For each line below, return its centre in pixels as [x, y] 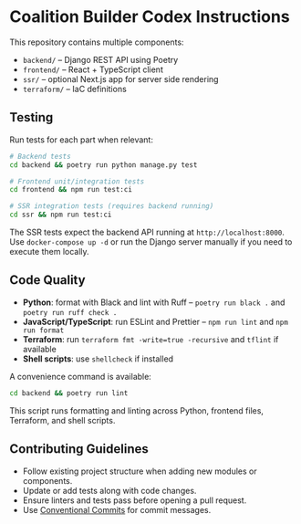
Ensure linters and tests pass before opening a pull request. [135, 500]
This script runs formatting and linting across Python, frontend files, [137, 410]
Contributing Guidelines [79, 449]
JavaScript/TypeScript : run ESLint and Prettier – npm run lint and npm [156, 321]
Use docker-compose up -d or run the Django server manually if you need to [151, 242]
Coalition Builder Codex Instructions [150, 17]
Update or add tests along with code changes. [109, 490]
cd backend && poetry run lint [69, 393]
